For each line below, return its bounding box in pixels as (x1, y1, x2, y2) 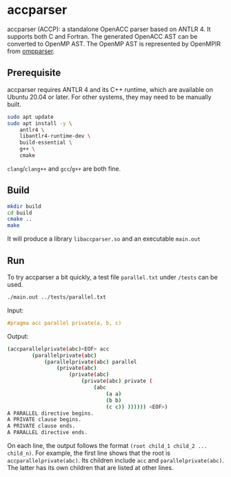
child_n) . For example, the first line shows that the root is (7, 449, 171, 457)
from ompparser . (7, 47, 55, 55)
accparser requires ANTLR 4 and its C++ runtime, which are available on (7, 85, 214, 93)
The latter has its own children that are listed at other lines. (7, 464, 174, 471)
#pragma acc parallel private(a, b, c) (7, 319, 122, 326)
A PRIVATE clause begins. (7, 416, 81, 423)
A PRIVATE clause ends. (7, 422, 76, 430)
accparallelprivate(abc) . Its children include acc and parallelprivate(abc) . (7, 456, 224, 465)
